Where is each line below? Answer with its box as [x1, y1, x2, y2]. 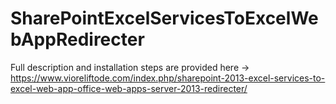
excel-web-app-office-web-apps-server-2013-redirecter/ [10, 82, 248, 94]
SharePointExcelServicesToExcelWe [10, 7, 319, 30]
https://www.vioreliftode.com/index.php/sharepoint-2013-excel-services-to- [10, 72, 326, 84]
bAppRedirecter [10, 28, 145, 51]
